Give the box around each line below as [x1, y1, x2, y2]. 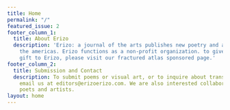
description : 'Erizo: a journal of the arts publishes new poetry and [13, 42, 219, 49]
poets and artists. [19, 86, 75, 93]
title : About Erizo [13, 36, 69, 42]
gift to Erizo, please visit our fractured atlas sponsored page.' [19, 55, 216, 61]
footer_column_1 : [7, 29, 57, 36]
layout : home [7, 93, 44, 100]
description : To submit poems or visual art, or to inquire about [13, 73, 207, 81]
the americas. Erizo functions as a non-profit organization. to [19, 49, 210, 55]
